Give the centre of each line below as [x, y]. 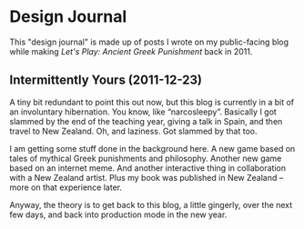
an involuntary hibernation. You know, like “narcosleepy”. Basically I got [143, 112]
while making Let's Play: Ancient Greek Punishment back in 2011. [131, 51]
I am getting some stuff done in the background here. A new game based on [152, 148]
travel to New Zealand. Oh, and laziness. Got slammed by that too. [133, 131]
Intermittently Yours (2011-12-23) [106, 80]
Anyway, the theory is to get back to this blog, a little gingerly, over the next [151, 204]
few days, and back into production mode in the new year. [118, 214]
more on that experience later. [66, 187]
